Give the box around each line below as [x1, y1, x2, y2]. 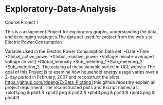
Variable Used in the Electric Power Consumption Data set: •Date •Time [5, 48, 149, 54]
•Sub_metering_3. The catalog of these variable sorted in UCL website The [5, 64, 156, 70]
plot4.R [5, 94, 19, 100]
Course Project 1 [5, 19, 38, 25]
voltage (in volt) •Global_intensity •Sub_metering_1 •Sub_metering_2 [5, 59, 143, 64]
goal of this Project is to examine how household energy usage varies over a [5, 69, 158, 75]
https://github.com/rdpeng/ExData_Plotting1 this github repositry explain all [5, 79, 156, 85]
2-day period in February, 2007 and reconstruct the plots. [5, 74, 121, 80]
